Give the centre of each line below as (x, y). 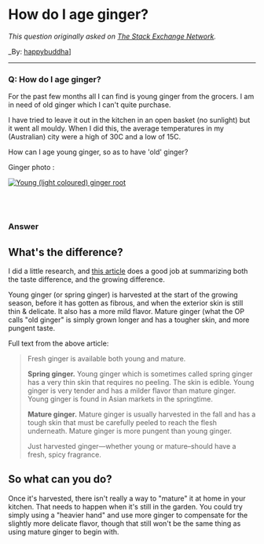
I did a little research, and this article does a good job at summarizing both (128, 271)
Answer (24, 227)
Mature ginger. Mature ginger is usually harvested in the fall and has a (141, 414)
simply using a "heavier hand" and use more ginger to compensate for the (128, 515)
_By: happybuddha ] (40, 51)
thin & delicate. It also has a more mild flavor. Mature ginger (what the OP (126, 311)
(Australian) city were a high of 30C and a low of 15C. (95, 137)
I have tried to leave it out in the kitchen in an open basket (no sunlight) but (129, 120)
